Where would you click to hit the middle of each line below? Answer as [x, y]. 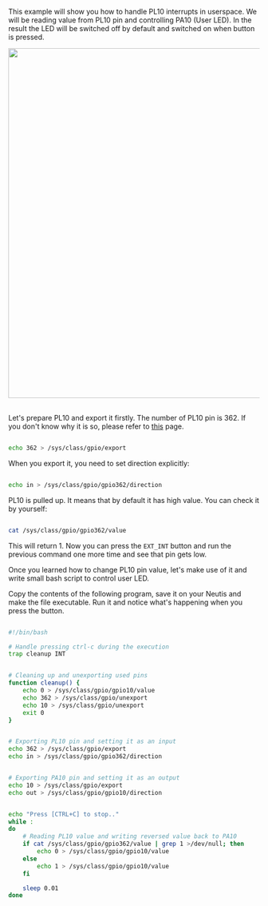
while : [21, 822]
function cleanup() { [44, 683]
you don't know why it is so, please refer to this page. [97, 426]
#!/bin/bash [28, 632]
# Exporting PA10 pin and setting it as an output [94, 778]
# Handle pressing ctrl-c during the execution [89, 647]
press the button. [37, 610]
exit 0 [33, 712]
